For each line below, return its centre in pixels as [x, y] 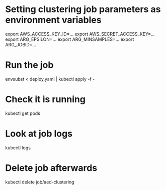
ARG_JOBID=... [21, 44]
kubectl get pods [23, 113]
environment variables [53, 20]
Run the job [29, 65]
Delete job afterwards [51, 168]
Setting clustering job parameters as [83, 9]
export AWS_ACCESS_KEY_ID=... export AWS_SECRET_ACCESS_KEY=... [80, 34]
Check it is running [45, 100]
